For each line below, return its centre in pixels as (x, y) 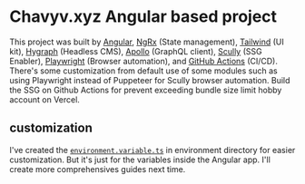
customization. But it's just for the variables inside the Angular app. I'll (140, 160)
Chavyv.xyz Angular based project (143, 17)
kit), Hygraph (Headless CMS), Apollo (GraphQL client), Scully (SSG (136, 51)
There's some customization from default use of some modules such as (144, 71)
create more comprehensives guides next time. (98, 169)
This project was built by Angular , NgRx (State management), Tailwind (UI (147, 42)
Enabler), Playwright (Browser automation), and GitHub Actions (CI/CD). (144, 61)
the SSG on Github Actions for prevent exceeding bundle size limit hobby (146, 90)
